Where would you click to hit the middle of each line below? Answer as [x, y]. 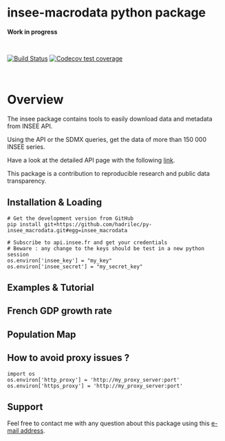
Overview [35, 100]
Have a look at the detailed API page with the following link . [91, 160]
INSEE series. [26, 147]
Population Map [42, 335]
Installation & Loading [55, 202]
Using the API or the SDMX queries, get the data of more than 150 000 [107, 139]
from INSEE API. [30, 126]
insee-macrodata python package [107, 13]
